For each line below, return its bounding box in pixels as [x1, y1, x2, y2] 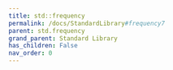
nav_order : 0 [8, 49, 53, 57]
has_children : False [8, 42, 79, 50]
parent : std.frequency [8, 27, 85, 35]
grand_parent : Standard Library [8, 34, 118, 43]
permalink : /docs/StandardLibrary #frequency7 [8, 19, 165, 27]
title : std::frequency [8, 11, 85, 20]
